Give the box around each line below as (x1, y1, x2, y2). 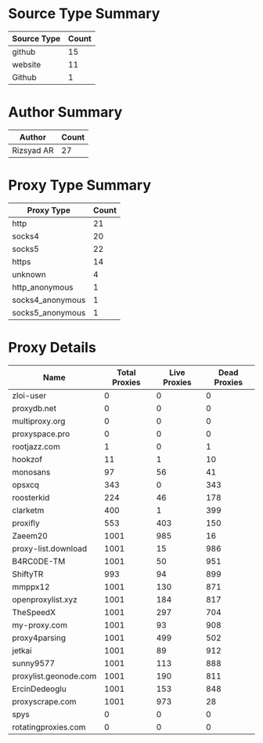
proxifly (12, 517, 41, 528)
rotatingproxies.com (12, 721, 86, 732)
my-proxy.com (12, 619, 68, 630)
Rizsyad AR (12, 144, 54, 155)
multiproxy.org (12, 415, 66, 426)
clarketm (12, 504, 45, 515)
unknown (12, 268, 46, 279)
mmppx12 (12, 581, 50, 592)
